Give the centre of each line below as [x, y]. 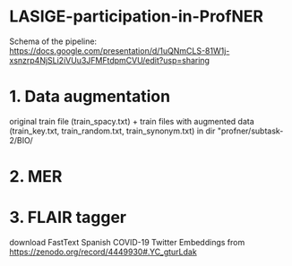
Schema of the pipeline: [53, 41]
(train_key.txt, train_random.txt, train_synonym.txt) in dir [112, 131]
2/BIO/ [21, 140]
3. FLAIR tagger [68, 218]
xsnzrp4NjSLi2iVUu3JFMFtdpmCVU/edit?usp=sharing [110, 60]
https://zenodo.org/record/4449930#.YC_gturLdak [103, 252]
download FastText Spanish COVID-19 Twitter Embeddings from [127, 242]
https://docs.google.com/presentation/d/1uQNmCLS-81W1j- [120, 50]
